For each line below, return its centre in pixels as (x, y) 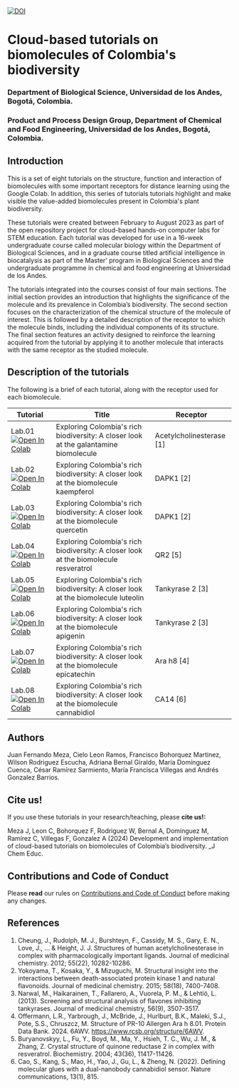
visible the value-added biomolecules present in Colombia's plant (103, 201)
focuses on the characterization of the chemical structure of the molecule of (119, 312)
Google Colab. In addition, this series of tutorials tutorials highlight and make (119, 193)
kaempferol (75, 492)
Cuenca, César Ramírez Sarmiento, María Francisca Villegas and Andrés (113, 770)
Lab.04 (23, 546)
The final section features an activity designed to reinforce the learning (111, 334)
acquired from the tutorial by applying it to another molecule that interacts (116, 342)
